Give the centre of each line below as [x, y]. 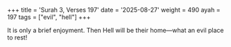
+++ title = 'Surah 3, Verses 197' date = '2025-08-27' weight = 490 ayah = [114, 10]
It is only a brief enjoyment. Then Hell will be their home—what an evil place [115, 30]
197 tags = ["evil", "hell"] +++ [49, 17]
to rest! [17, 37]
